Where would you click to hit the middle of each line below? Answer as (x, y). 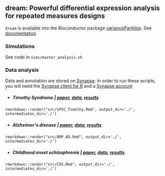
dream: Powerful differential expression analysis (82, 8)
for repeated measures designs (55, 16)
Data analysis (22, 70)
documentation (21, 33)
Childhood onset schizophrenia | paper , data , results (68, 152)
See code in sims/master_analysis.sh (44, 57)
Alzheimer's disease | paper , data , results (57, 125)
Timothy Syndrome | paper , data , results (55, 97)
